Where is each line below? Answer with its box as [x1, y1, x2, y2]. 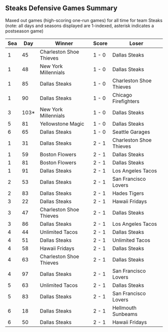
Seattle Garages [112, 128, 150, 135]
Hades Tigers [112, 190, 144, 197]
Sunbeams [112, 310, 137, 317]
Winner [54, 40, 73, 47]
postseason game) [5, 28, 44, 34]
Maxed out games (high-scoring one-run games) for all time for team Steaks [5, 17, 162, 23]
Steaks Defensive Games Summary [5, 4, 117, 13]
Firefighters [112, 98, 140, 105]
